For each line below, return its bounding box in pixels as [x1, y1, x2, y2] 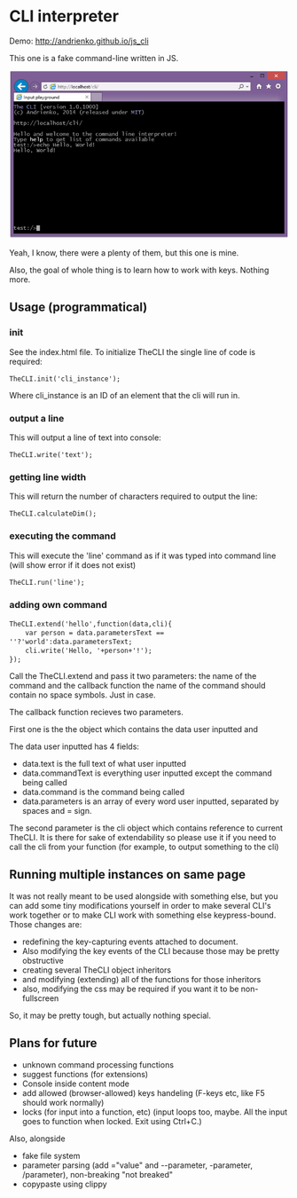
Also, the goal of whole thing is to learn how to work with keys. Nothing [9, 264, 270, 276]
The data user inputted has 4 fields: [9, 741, 140, 752]
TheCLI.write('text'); [9, 451, 93, 460]
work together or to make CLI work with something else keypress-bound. [9, 910, 277, 920]
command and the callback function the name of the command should [9, 680, 266, 690]
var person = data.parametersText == [25, 628, 165, 637]
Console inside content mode [21, 1078, 130, 1089]
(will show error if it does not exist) [9, 559, 137, 570]
